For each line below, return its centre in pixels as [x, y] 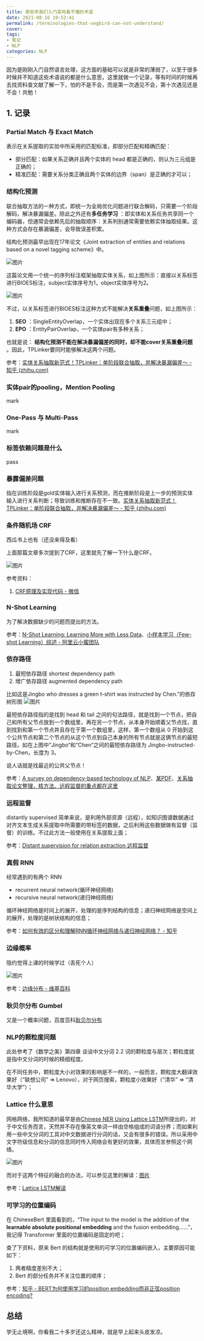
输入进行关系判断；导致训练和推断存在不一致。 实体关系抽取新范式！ [91, 500]
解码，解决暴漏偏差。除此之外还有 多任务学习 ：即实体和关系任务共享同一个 [100, 214]
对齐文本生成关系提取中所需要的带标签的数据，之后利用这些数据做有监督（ [99, 825]
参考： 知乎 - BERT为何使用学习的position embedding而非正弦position [93, 1288]
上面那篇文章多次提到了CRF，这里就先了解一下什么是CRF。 [81, 552]
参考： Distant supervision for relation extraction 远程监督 [77, 846]
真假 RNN [20, 863]
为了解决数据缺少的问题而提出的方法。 [54, 621]
